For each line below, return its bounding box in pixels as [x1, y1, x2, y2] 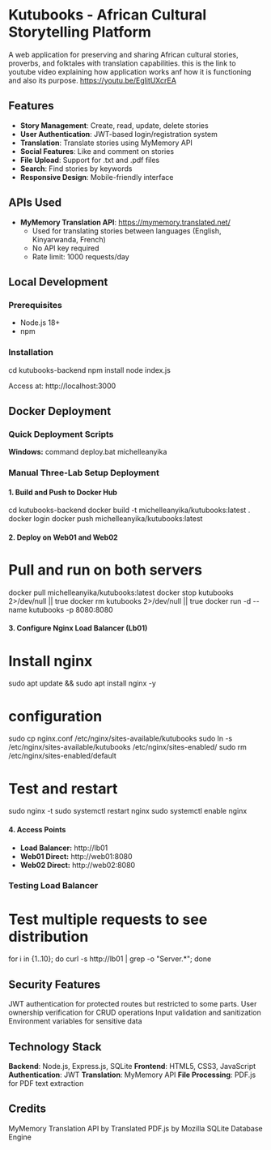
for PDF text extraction [8, 1078, 84, 1088]
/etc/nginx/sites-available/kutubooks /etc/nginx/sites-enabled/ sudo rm [8, 742, 247, 752]
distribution [8, 927, 89, 946]
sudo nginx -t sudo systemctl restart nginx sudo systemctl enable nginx [8, 806, 248, 816]
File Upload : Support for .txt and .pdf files [19, 155, 160, 165]
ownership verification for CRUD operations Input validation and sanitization [8, 1007, 261, 1018]
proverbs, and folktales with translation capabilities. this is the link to [8, 58, 236, 68]
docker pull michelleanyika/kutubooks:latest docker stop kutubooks [8, 588, 234, 597]
